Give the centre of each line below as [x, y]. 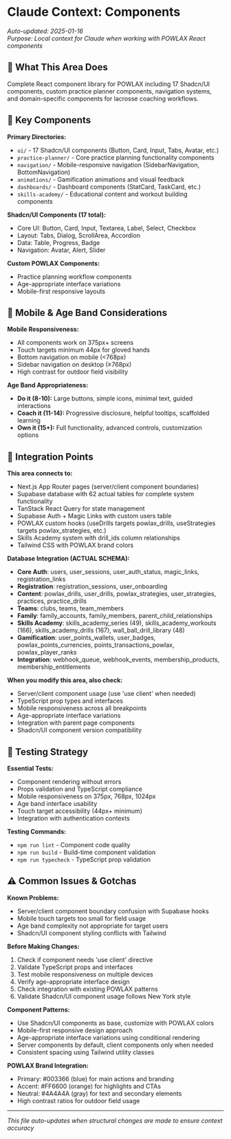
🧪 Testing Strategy [47, 752]
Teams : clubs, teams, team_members [70, 608]
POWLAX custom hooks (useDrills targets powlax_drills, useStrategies [116, 523]
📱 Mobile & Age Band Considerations [87, 313]
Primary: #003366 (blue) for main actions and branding [95, 1078]
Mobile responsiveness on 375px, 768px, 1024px [86, 796]
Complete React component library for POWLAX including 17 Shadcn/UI [109, 84]
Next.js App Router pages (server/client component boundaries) [108, 487]
